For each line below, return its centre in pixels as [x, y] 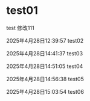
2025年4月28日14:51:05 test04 [45, 66]
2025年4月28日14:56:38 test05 [45, 79]
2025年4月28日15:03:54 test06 [45, 91]
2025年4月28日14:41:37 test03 [45, 53]
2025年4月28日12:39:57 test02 [45, 40]
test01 [22, 11]
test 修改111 [20, 28]
